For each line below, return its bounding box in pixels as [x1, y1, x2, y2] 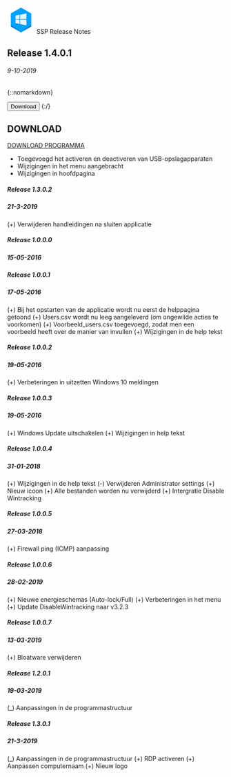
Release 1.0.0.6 [7, 560, 52, 569]
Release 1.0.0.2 [7, 343, 52, 351]
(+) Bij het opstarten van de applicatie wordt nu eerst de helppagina [7, 305, 200, 313]
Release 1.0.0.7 [7, 618, 52, 627]
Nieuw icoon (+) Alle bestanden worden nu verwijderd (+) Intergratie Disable [7, 486, 225, 495]
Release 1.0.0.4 [7, 444, 53, 453]
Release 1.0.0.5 [7, 510, 52, 518]
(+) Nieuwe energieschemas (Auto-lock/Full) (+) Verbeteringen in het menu [7, 595, 221, 603]
